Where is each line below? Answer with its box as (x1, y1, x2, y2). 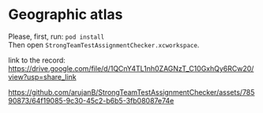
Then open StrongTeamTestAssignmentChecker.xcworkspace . (8, 40, 200, 49)
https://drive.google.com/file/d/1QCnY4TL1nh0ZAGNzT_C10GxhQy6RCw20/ (8, 63, 254, 73)
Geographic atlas (8, 6, 123, 24)
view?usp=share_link (8, 72, 77, 81)
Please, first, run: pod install (8, 32, 105, 41)
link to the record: (8, 55, 66, 65)
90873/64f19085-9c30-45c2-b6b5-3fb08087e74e (8, 96, 175, 105)
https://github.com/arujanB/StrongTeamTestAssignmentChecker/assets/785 (8, 87, 255, 96)
